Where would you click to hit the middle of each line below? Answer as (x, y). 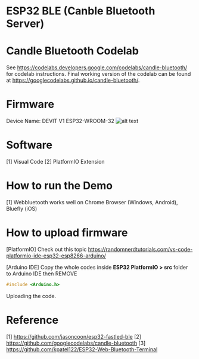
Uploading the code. (31, 296)
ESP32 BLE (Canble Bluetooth (81, 11)
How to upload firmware (67, 233)
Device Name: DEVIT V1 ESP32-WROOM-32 (60, 121)
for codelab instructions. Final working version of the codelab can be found (99, 74)
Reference (32, 320)
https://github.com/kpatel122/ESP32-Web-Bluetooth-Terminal (82, 349)
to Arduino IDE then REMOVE (42, 274)
